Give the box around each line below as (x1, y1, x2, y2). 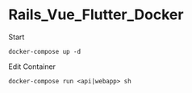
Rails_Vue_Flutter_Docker (8, 6, 184, 24)
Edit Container (8, 62, 56, 71)
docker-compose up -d (8, 47, 81, 55)
